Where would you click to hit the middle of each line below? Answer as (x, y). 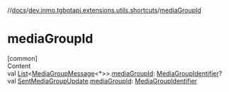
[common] (22, 58)
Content (19, 66)
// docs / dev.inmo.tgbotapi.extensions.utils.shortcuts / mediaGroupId (105, 10)
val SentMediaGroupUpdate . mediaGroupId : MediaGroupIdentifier (102, 81)
